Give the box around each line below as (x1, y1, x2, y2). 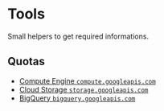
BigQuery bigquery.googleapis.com (18, 93, 136, 103)
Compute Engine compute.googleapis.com (18, 76, 156, 85)
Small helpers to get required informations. (7, 31, 150, 41)
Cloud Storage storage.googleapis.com (18, 84, 149, 94)
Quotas (7, 55, 46, 68)
